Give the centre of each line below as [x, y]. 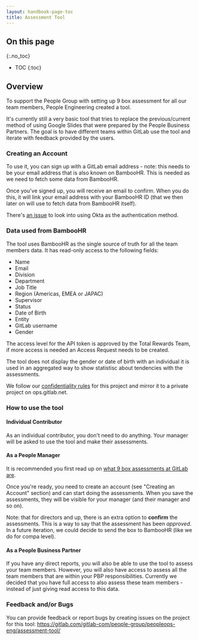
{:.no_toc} [18, 56]
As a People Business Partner [44, 550]
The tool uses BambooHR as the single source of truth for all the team [92, 244]
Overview [25, 87]
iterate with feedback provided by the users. [61, 138]
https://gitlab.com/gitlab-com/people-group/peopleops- [106, 624]
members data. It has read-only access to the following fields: [82, 250]
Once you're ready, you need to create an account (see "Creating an [91, 487]
